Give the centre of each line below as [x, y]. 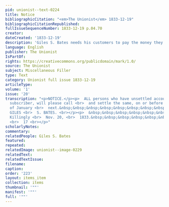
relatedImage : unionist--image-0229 [44, 150]
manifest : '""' [21, 192]
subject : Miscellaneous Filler [38, 71]
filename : [16, 164]
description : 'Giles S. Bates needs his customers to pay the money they [84, 43]
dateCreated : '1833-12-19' [33, 38]
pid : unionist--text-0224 [32, 10]
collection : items [24, 183]
